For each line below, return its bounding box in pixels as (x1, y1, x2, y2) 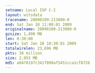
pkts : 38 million (5, 50, 42, 56)
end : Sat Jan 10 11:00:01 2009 (5, 22, 72, 27)
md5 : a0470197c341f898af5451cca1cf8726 (5, 60, 90, 65)
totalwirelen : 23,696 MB (5, 46, 58, 51)
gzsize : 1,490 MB (5, 31, 42, 36)
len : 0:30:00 (5, 36, 33, 42)
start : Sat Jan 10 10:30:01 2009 (5, 41, 77, 46)
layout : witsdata (5, 12, 42, 17)
